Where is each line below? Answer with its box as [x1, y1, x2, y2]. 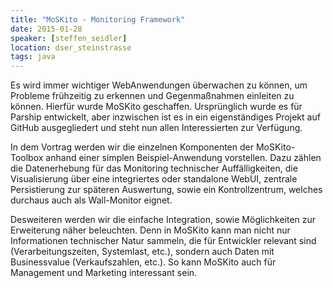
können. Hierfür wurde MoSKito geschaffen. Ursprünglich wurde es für [10, 101, 303, 113]
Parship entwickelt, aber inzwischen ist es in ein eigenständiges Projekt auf [10, 111, 321, 123]
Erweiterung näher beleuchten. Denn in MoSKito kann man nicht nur [10, 224, 291, 236]
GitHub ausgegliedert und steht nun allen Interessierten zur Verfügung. [10, 122, 303, 134]
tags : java [10, 52, 56, 62]
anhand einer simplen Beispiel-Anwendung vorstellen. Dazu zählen [45, 152, 322, 164]
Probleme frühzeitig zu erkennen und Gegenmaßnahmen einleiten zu [10, 90, 295, 102]
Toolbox [10, 152, 44, 164]
